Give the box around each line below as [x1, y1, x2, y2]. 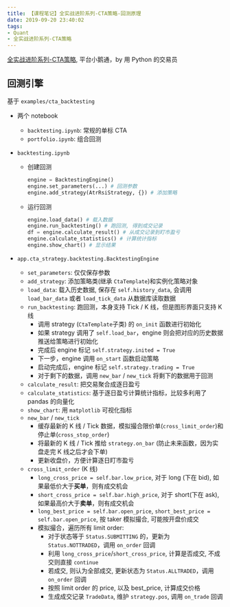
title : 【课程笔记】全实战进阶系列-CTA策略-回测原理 [7, 10, 141, 17]
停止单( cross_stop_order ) [37, 430, 110, 439]
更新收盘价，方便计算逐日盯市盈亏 [37, 456, 135, 464]
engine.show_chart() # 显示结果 [27, 242, 116, 249]
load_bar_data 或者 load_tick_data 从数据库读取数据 [27, 294, 176, 302]
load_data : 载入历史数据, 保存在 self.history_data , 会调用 [27, 285, 192, 294]
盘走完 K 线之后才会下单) [37, 448, 108, 456]
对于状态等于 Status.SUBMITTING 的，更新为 [47, 532, 170, 540]
